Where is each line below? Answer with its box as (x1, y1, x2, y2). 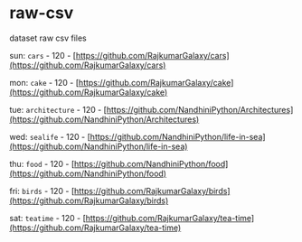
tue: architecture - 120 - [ (9, 104, 107, 115)
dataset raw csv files (9, 33, 88, 43)
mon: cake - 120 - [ (9, 77, 80, 88)
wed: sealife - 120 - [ (9, 131, 90, 142)
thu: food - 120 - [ (9, 158, 75, 169)
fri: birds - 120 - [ (9, 185, 75, 196)
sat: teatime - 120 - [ (9, 212, 86, 223)
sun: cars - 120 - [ (9, 50, 77, 60)
